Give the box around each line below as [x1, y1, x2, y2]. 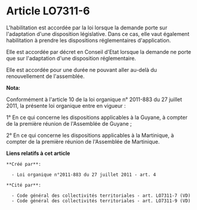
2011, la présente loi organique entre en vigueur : [6, 102, 126, 109]
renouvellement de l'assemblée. [6, 72, 85, 80]
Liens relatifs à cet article [6, 150, 70, 157]
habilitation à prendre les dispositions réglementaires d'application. [6, 36, 171, 44]
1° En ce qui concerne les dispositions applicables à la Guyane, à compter [6, 114, 188, 121]
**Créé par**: [6, 161, 42, 167]
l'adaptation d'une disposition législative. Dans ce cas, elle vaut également [6, 30, 190, 37]
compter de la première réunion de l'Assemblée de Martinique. [6, 138, 160, 145]
